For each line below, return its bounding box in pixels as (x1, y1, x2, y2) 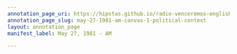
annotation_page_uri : (7, 10, 71, 18)
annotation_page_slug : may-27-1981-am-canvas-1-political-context (7, 17, 207, 24)
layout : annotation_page (7, 23, 80, 30)
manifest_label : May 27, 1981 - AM (7, 29, 112, 37)
